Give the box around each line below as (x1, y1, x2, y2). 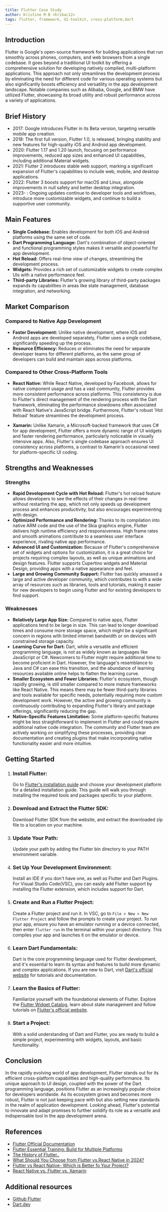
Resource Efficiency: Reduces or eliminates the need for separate (12, 345, 150, 352)
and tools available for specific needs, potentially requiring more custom (12, 691, 162, 698)
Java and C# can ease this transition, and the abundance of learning (12, 665, 154, 671)
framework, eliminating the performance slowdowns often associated (12, 402, 157, 408)
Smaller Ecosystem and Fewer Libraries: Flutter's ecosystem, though (12, 676, 158, 682)
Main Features (5, 215, 51, 224)
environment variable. (12, 851, 58, 857)
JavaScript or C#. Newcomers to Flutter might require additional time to (12, 654, 161, 660)
